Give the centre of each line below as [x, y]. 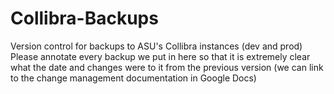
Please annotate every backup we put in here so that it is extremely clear [160, 56]
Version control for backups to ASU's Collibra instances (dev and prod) [156, 46]
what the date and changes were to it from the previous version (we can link [167, 67]
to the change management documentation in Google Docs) [133, 78]
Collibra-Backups [84, 18]
